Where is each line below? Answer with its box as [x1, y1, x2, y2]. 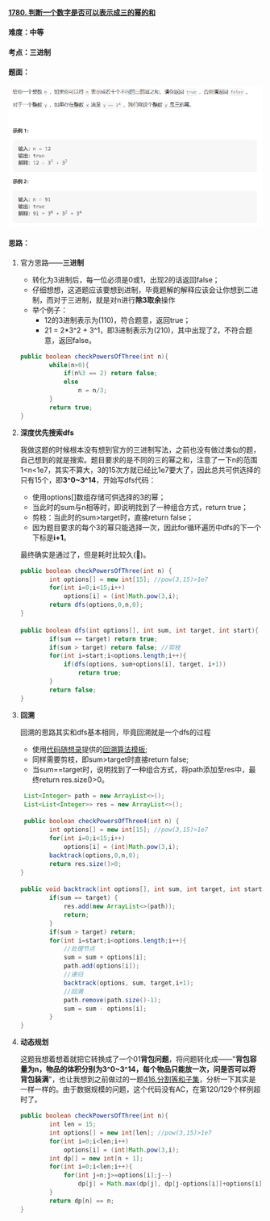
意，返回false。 [44, 335, 97, 345]
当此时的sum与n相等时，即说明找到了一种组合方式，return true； [31, 502, 248, 512]
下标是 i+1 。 [31, 533, 71, 542]
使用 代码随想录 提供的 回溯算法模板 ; [31, 744, 147, 754]
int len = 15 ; [49, 1120, 97, 1129]
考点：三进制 [8, 47, 51, 56]
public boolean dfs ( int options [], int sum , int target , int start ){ [19, 626, 260, 634]
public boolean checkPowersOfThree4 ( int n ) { [23, 817, 180, 826]
